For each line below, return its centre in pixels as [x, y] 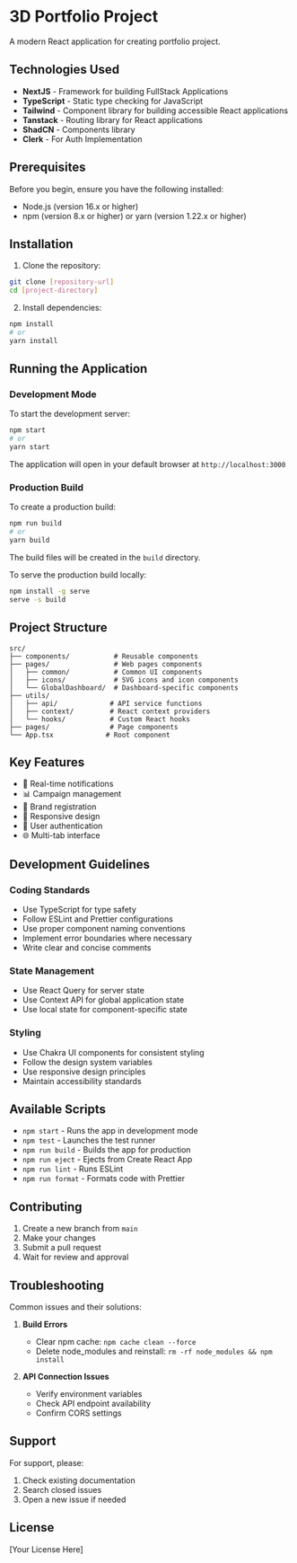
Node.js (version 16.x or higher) [80, 206]
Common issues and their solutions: [75, 1307]
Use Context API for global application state [103, 1000]
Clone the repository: [61, 266]
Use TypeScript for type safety [79, 910]
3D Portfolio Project [84, 17]
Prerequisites [48, 168]
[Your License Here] [46, 1549]
